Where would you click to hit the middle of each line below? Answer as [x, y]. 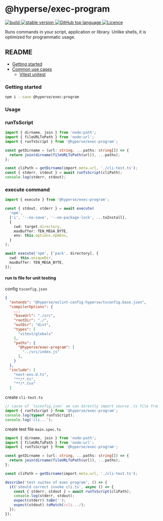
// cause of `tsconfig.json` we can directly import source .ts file [77, 406]
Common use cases [32, 69]
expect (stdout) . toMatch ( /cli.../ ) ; [50, 505]
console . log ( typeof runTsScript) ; [40, 415]
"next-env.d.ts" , [31, 374]
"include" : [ [23, 370]
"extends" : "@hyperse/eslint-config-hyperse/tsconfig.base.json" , [78, 302]
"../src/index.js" [41, 352]
